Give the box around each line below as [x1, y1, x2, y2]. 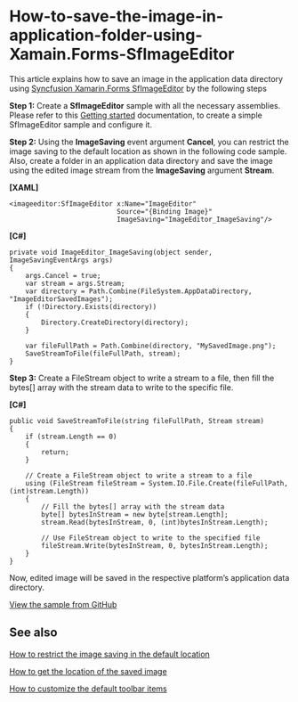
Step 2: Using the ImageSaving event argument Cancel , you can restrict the [9, 136, 289, 147]
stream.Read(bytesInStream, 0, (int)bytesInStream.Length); [41, 518, 269, 526]
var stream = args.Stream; [25, 279, 125, 288]
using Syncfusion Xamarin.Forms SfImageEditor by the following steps [9, 83, 267, 94]
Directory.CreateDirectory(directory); [41, 318, 189, 327]
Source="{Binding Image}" [117, 207, 213, 216]
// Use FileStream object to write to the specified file [41, 533, 261, 543]
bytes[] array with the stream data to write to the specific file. [9, 381, 234, 393]
